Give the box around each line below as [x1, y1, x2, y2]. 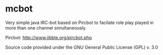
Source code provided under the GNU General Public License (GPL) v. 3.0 [5, 44, 158, 50]
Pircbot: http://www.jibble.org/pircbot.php [5, 34, 92, 40]
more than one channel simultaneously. [5, 24, 87, 30]
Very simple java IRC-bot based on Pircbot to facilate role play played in [5, 19, 154, 25]
